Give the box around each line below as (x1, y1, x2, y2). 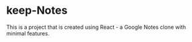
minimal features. (6, 29, 50, 37)
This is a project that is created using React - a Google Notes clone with (6, 23, 187, 31)
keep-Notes (6, 4, 68, 17)
